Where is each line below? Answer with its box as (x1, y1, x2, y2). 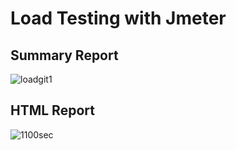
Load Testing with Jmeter (10, 7, 227, 30)
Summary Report (10, 47, 119, 64)
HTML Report (10, 102, 95, 119)
